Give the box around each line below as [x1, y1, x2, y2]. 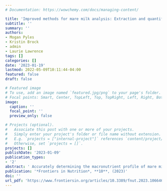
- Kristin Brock [5, 39, 39, 45]
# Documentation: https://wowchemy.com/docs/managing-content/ [5, 7, 139, 12]
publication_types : [5, 155, 46, 160]
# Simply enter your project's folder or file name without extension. [5, 132, 162, 137]
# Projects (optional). [5, 123, 55, 128]
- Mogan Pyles [5, 35, 35, 40]
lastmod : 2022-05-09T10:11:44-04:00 [5, 67, 81, 72]
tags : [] [5, 53, 23, 58]
